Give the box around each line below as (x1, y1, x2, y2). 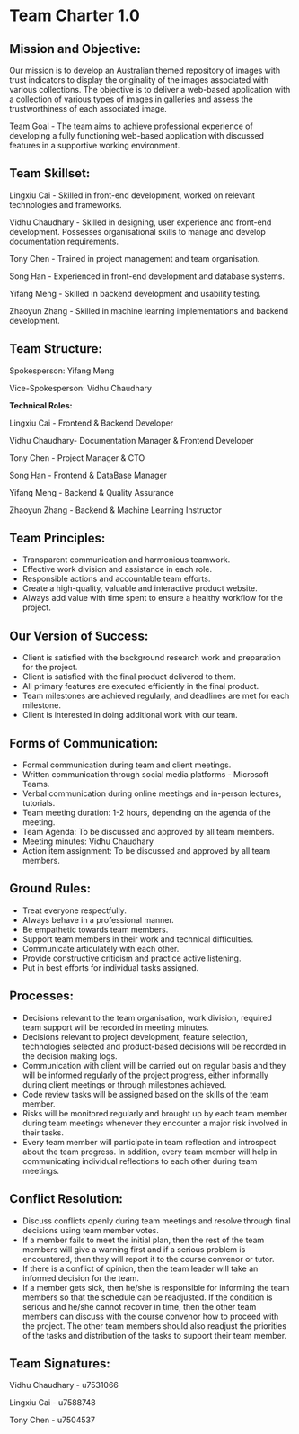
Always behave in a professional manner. (22, 914, 175, 925)
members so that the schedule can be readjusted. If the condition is (22, 1292, 273, 1303)
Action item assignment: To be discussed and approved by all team (22, 846, 271, 856)
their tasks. (22, 1126, 65, 1138)
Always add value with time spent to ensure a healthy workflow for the (22, 593, 283, 604)
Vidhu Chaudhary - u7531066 (9, 1380, 119, 1391)
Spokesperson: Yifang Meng (9, 365, 115, 376)
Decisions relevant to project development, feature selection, (22, 1031, 249, 1042)
